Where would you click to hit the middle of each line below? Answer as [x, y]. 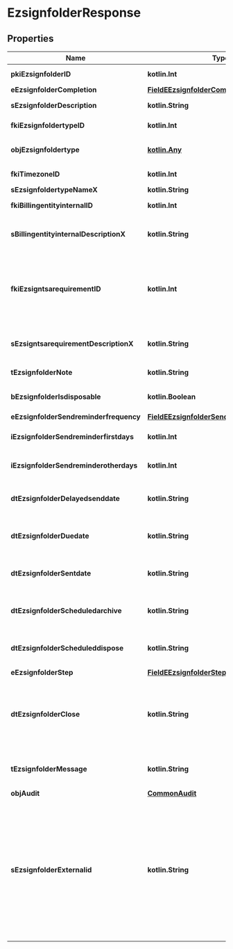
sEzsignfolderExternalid [51, 870]
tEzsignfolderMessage [49, 769]
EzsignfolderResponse [74, 13]
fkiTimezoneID [35, 174]
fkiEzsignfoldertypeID [48, 125]
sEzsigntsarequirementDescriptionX [72, 344]
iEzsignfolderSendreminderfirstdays [72, 437]
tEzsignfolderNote [42, 372]
